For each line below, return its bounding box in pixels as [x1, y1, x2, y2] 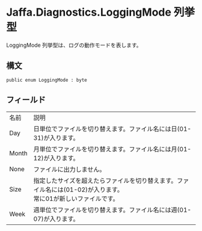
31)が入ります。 [33, 133, 79, 142]
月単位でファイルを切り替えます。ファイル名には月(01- [33, 145, 191, 153]
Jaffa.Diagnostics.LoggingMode [6, 5, 171, 19]
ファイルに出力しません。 [33, 165, 106, 173]
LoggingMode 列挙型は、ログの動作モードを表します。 [6, 41, 142, 49]
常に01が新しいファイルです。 [33, 194, 119, 203]
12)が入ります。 [33, 154, 79, 162]
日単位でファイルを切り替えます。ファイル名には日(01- [33, 124, 191, 133]
